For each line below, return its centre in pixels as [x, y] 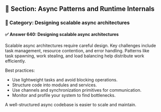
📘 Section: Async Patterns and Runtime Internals [80, 9]
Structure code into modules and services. [54, 85]
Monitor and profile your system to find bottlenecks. [64, 95]
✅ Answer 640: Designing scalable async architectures [62, 34]
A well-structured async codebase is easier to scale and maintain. [71, 104]
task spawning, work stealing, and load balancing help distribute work [75, 56]
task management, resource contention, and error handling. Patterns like [77, 50]
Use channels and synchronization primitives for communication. [77, 90]
